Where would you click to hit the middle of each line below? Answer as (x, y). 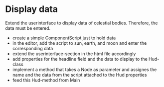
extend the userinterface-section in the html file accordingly (74, 54)
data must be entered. (28, 28)
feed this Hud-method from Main (46, 80)
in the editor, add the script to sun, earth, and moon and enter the (80, 43)
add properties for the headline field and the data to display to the (80, 59)
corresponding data (33, 48)
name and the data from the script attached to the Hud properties (80, 75)
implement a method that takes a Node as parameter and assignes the (84, 69)
